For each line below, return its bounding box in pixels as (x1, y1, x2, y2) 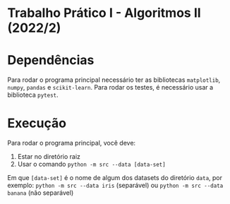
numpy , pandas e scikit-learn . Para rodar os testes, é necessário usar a (7, 83, 214, 92)
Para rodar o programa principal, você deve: (7, 139, 136, 148)
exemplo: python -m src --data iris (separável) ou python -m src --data (7, 181, 224, 190)
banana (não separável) (7, 188, 74, 197)
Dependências (7, 52, 95, 68)
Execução (7, 115, 67, 131)
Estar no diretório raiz (17, 152, 81, 161)
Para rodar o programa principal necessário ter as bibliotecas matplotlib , (7, 76, 221, 84)
